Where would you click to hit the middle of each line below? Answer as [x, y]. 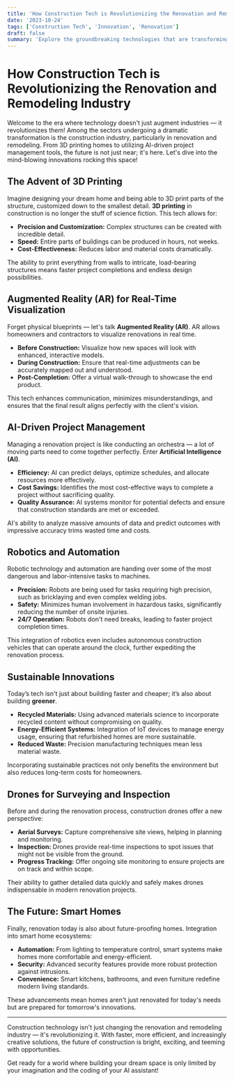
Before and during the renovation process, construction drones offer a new [115, 811]
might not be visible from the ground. [70, 854]
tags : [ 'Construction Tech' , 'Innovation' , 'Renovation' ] [93, 26]
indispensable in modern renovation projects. [72, 890]
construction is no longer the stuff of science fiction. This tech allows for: [112, 213]
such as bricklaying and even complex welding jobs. [92, 597]
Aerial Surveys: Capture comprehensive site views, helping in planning [119, 832]
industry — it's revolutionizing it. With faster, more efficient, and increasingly [117, 1034]
